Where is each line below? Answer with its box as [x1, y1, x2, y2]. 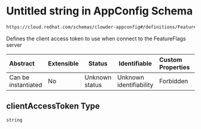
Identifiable [118, 59, 153, 67]
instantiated [9, 80, 42, 89]
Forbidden [159, 77, 188, 85]
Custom [159, 55, 182, 64]
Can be [9, 73, 30, 82]
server [6, 41, 23, 49]
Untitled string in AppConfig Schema [6, 4, 193, 18]
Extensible [47, 59, 79, 67]
